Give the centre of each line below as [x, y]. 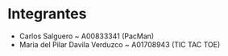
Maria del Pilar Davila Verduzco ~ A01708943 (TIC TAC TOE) [120, 44]
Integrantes [47, 14]
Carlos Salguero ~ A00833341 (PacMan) [87, 36]
